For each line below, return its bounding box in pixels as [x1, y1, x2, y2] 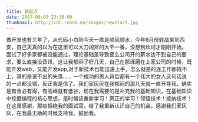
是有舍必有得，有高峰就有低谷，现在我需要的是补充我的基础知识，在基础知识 [6, 87, 192, 94]
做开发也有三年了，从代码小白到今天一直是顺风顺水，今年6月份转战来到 [6, 36, 180, 43]
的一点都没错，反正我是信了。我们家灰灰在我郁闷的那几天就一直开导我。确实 [6, 80, 192, 87]
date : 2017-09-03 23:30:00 [6, 14, 72, 20]
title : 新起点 [6, 8, 38, 15]
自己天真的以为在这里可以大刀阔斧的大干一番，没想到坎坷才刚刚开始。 [16, 43, 187, 50]
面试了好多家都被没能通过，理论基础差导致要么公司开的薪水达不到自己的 [6, 51, 181, 58]
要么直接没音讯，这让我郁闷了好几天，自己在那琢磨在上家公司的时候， [16, 58, 187, 65]
